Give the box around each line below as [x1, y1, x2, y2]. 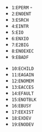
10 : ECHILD [11, 65, 35, 71]
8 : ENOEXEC [11, 47, 35, 54]
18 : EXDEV [11, 114, 32, 121]
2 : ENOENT [11, 10, 32, 17]
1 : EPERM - [11, 4, 33, 11]
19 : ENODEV [11, 121, 35, 127]
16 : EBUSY [11, 102, 32, 109]
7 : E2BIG [11, 41, 29, 48]
